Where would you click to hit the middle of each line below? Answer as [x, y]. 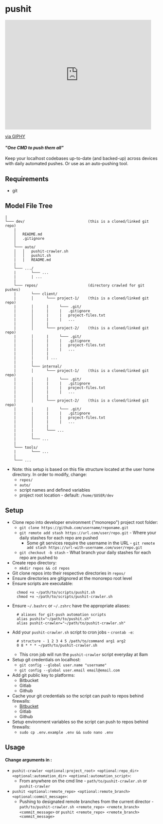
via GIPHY [15, 136]
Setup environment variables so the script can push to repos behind [80, 722]
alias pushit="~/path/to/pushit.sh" [54, 619]
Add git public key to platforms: [44, 675]
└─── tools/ [26, 447]
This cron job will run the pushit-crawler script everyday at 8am [84, 654]
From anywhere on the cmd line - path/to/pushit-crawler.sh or [83, 781]
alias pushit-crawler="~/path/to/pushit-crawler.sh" [71, 623]
